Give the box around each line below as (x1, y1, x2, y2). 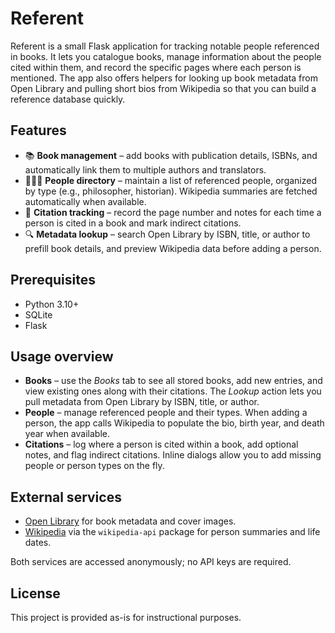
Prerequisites (10, 272, 96, 289)
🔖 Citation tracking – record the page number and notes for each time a (24, 206, 322, 218)
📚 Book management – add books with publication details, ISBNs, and (24, 149, 318, 161)
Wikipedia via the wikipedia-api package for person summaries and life (24, 526, 321, 538)
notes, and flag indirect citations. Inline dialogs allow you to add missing (24, 449, 322, 461)
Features (10, 122, 67, 139)
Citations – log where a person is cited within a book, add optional (24, 438, 299, 451)
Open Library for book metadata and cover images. (24, 515, 237, 527)
